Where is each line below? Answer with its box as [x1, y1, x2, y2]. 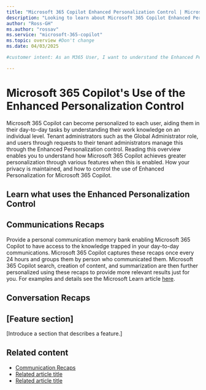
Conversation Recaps [6, 292, 91, 304]
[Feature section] [6, 313, 74, 324]
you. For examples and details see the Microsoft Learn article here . [6, 275, 175, 282]
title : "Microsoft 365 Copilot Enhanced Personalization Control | [6, 9, 183, 15]
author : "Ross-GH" [6, 20, 53, 26]
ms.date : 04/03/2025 [6, 44, 59, 50]
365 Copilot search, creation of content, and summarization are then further [6, 262, 198, 269]
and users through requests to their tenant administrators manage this [6, 139, 183, 146]
